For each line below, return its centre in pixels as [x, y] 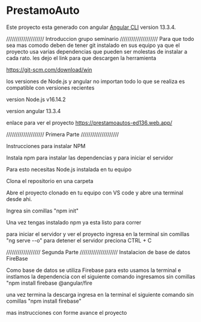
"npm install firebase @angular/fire [49, 283]
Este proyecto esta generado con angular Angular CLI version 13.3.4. [91, 27]
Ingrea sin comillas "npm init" [43, 211]
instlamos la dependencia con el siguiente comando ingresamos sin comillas [101, 276]
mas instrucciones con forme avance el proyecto [67, 312]
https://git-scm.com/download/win [49, 69]
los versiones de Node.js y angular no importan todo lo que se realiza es [95, 81]
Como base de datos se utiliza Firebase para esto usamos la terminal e [94, 270]
